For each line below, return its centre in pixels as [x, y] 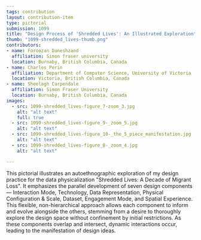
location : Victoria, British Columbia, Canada [71, 78]
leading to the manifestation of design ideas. [61, 230]
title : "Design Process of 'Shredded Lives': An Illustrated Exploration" [101, 34]
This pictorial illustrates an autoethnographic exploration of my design [92, 173]
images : [16, 101]
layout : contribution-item [40, 17]
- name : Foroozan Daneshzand [42, 51]
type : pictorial [26, 23]
